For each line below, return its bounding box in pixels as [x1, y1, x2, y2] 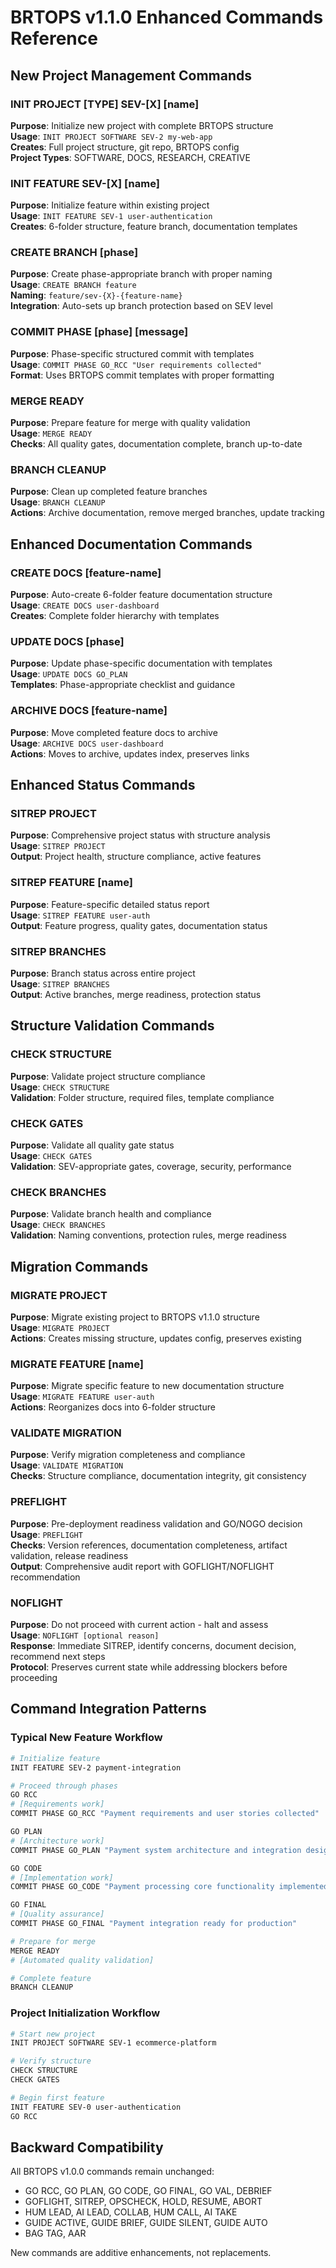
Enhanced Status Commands [10, 777, 196, 794]
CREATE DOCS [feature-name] [10, 566, 162, 580]
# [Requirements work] [10, 1799, 105, 1810]
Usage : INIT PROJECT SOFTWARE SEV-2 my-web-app [10, 130, 213, 142]
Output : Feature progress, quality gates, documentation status [10, 919, 268, 931]
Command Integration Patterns [10, 1701, 207, 1718]
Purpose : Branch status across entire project [10, 967, 196, 979]
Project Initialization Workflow [10, 2006, 161, 2020]
